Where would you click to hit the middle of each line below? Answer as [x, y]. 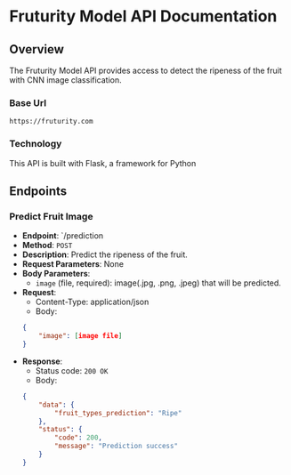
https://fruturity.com [51, 122]
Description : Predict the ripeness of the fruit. [105, 254]
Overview [37, 49]
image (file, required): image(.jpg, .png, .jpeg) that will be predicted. [158, 283]
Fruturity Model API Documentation [143, 16]
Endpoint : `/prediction [63, 236]
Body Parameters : [56, 274]
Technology [36, 144]
